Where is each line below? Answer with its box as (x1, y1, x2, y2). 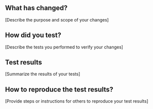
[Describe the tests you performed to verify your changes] (5, 44, 124, 50)
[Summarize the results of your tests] (5, 71, 80, 77)
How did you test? (5, 31, 61, 40)
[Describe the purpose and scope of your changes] (5, 17, 109, 22)
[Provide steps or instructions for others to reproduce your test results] (5, 98, 149, 104)
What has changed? (5, 4, 68, 12)
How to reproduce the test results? (5, 85, 114, 93)
